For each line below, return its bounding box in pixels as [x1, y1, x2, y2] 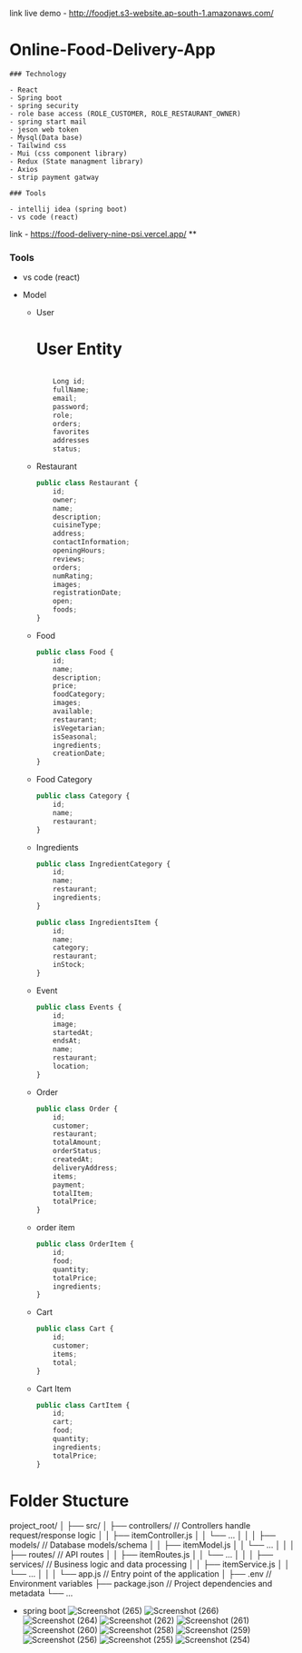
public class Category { [35, 792, 131, 801]
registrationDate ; [53, 588, 122, 598]
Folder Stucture [9, 1490, 130, 1511]
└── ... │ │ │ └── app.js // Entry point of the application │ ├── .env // [9, 1568, 272, 1579]
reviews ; [53, 554, 86, 563]
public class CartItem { [35, 1400, 131, 1409]
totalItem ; [53, 1189, 93, 1198]
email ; [53, 393, 78, 403]
